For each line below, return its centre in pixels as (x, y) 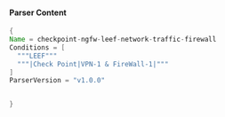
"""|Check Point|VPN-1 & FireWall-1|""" (93, 64)
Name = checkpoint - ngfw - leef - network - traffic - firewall (113, 40)
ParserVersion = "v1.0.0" (57, 81)
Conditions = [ (37, 47)
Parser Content (38, 12)
